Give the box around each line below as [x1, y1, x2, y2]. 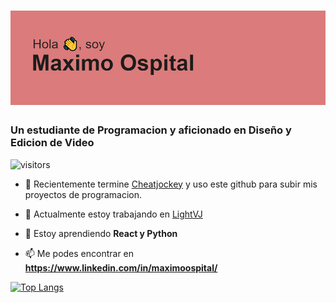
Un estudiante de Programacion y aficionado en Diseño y [10, 123, 292, 137]
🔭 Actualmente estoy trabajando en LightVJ [24, 208, 203, 220]
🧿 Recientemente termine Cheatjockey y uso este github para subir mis [24, 178, 318, 190]
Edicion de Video [10, 136, 95, 150]
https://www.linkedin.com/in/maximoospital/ [24, 261, 218, 274]
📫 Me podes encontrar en [24, 247, 135, 259]
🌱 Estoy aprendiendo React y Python [24, 227, 178, 239]
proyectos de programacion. [24, 188, 143, 200]
